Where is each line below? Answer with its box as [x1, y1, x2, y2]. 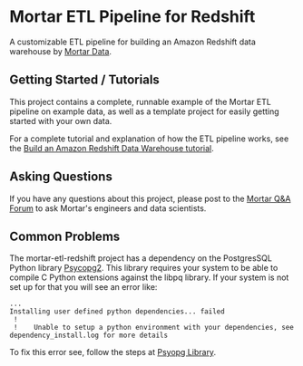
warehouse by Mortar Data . [9, 45, 112, 56]
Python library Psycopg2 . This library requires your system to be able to [9, 263, 279, 274]
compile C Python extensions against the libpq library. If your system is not [9, 272, 289, 283]
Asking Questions [9, 169, 113, 185]
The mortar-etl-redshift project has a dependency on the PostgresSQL [9, 253, 272, 264]
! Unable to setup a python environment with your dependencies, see [13, 323, 295, 332]
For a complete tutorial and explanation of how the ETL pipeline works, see [9, 133, 289, 144]
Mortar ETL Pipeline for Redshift [9, 6, 256, 27]
